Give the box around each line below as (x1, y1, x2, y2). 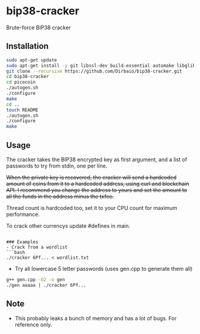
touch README (6, 107, 39, 113)
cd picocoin (6, 79, 36, 85)
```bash (6, 249, 26, 255)
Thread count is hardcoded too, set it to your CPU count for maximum (6, 204, 177, 211)
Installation (6, 41, 49, 51)
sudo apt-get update (6, 57, 58, 63)
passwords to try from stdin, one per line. (6, 162, 108, 169)
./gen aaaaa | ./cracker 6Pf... (6, 282, 86, 288)
